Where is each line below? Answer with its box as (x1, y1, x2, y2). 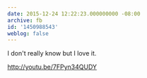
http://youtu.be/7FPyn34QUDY (7, 63, 98, 71)
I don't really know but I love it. (7, 49, 97, 58)
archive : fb (7, 17, 42, 24)
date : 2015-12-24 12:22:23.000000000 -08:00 (7, 10, 141, 18)
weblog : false (7, 30, 49, 37)
